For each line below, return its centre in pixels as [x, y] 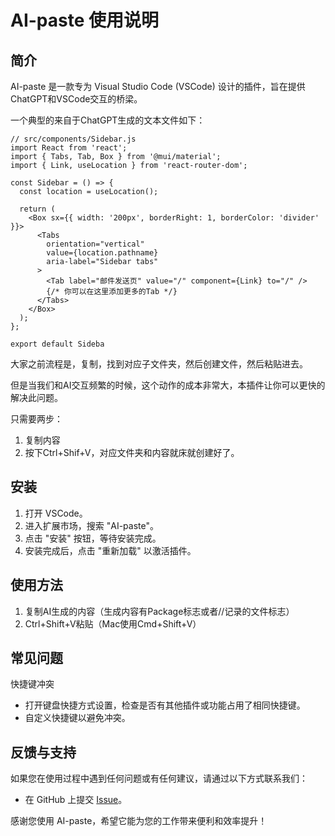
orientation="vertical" [95, 244]
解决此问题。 [36, 397]
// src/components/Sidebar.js [73, 139]
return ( [37, 209]
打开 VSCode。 [56, 513]
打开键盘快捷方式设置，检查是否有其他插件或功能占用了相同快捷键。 [165, 705]
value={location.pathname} [102, 253]
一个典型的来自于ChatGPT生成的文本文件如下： [108, 120]
